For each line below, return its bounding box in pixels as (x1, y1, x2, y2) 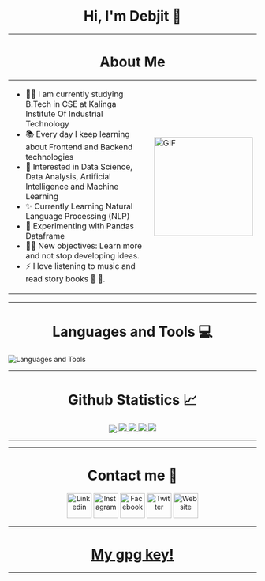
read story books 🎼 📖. (25, 273, 106, 284)
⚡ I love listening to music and (25, 260, 136, 271)
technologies (25, 151, 74, 162)
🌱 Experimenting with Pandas (25, 221, 134, 232)
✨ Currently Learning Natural (25, 201, 133, 212)
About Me (99, 53, 166, 71)
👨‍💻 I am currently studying (25, 89, 124, 100)
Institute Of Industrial (25, 108, 103, 119)
